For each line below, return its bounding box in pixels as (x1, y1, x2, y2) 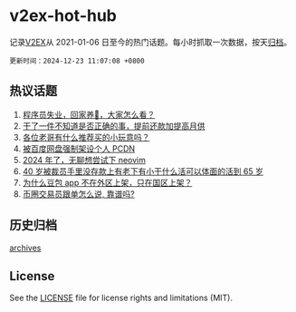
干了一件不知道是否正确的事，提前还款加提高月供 (22, 120, 205, 132)
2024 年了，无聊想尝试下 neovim (22, 154, 147, 165)
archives (9, 242, 42, 253)
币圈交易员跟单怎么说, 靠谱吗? (22, 188, 135, 200)
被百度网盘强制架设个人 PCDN (22, 142, 136, 154)
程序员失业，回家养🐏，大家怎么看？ (22, 109, 156, 120)
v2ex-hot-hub (9, 5, 118, 26)
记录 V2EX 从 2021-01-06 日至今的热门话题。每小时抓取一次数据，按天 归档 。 (9, 36, 292, 47)
